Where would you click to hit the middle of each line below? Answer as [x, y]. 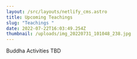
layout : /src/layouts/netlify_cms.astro [57, 12]
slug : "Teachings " [30, 23]
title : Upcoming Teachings [39, 17]
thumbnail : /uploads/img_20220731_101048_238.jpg [69, 34]
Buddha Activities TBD [34, 51]
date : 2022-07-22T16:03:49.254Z [46, 28]
